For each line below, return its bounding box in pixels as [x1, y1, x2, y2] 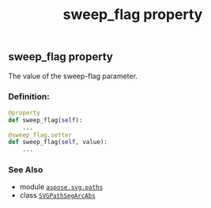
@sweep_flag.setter [8, 130, 73, 139]
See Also [8, 165, 43, 176]
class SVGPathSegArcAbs [19, 191, 96, 200]
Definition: [8, 91, 50, 102]
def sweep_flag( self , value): [8, 138, 108, 146]
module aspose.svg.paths [19, 182, 104, 191]
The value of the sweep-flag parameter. [8, 71, 138, 81]
